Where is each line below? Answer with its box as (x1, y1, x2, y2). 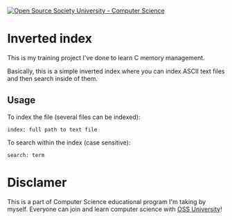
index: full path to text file (7, 126, 98, 133)
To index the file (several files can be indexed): (7, 113, 141, 121)
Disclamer (7, 174, 67, 190)
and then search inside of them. (7, 74, 98, 82)
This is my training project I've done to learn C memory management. (7, 53, 206, 62)
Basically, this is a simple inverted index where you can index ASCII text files (7, 66, 225, 75)
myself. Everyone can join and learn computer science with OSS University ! (7, 205, 223, 213)
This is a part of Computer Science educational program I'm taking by (7, 197, 206, 205)
